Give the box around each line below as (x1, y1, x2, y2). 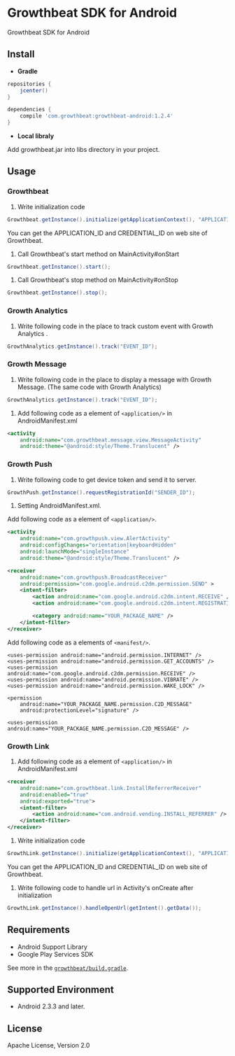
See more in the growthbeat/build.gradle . (7, 964, 129, 972)
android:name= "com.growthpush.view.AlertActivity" (20, 535, 171, 542)
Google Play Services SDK (17, 950, 94, 958)
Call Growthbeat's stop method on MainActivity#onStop (17, 276, 178, 284)
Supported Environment (7, 983, 114, 995)
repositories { (7, 80, 52, 87)
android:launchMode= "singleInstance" (20, 548, 130, 556)
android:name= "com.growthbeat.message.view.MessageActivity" (20, 436, 201, 444)
